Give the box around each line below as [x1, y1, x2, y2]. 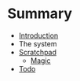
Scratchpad [18, 47, 56, 57]
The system [18, 39, 57, 48]
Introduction [18, 31, 59, 40]
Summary [7, 5, 72, 23]
